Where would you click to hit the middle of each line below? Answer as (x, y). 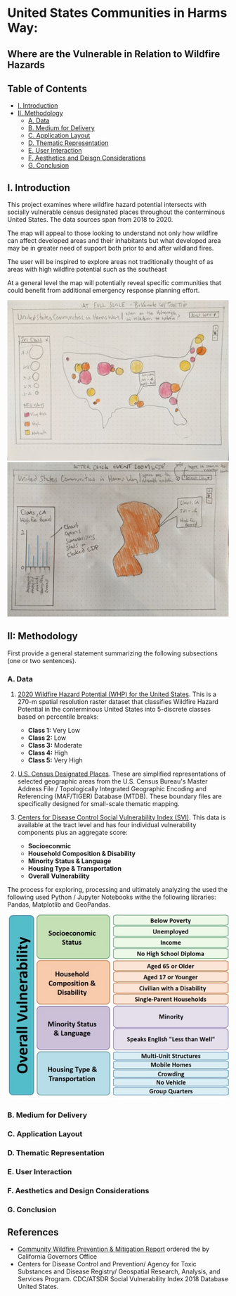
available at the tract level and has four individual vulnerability (107, 825)
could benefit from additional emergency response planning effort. (104, 291)
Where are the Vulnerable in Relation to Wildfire (114, 54)
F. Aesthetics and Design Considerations (78, 1190)
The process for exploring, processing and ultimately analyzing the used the (118, 890)
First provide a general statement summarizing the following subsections (112, 653)
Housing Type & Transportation (74, 869)
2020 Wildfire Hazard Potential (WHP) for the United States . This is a (117, 694)
